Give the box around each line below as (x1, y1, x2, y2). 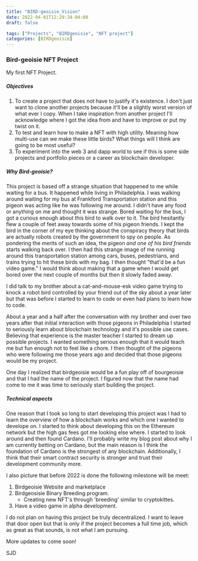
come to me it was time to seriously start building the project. (6, 381, 155, 389)
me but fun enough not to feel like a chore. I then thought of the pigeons (6, 345, 182, 352)
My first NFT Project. (6, 69, 57, 76)
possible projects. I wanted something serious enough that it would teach (6, 338, 185, 346)
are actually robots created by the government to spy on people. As (6, 233, 171, 240)
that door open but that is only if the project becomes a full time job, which (6, 520, 188, 527)
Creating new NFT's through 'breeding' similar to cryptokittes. (23, 496, 175, 503)
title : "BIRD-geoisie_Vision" (6, 8, 81, 15)
